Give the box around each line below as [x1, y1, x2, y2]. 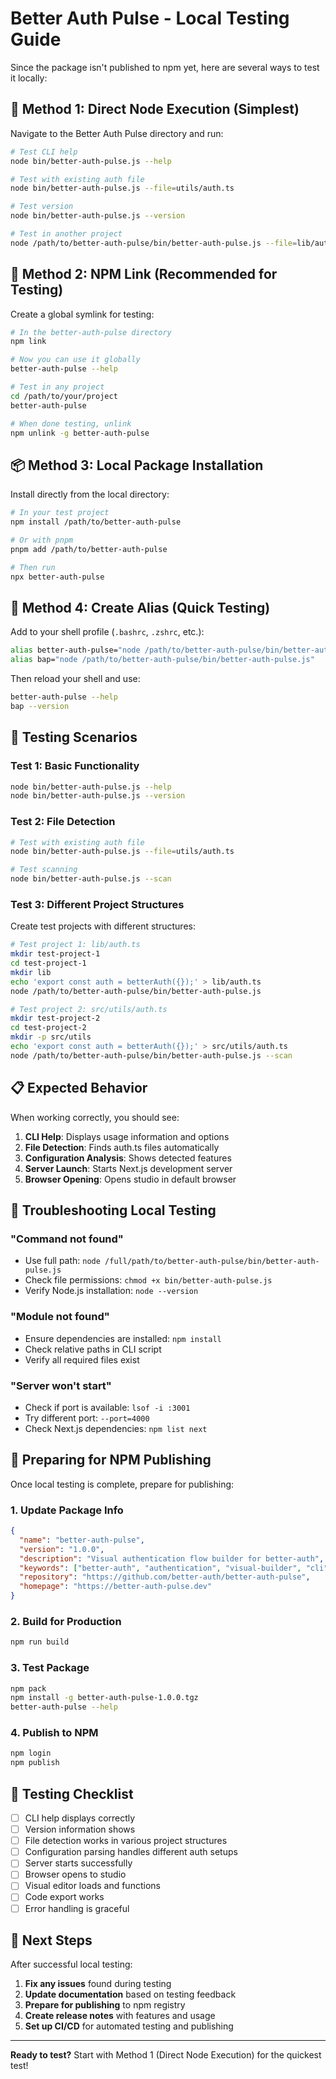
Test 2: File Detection [10, 815, 116, 829]
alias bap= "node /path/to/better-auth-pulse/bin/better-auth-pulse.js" [10, 655, 315, 665]
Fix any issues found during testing [24, 1978, 172, 1990]
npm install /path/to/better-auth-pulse [10, 517, 182, 527]
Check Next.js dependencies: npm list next [24, 1422, 208, 1434]
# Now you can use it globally [10, 355, 141, 365]
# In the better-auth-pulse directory [10, 327, 172, 337]
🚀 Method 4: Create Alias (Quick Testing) [10, 599, 271, 616]
